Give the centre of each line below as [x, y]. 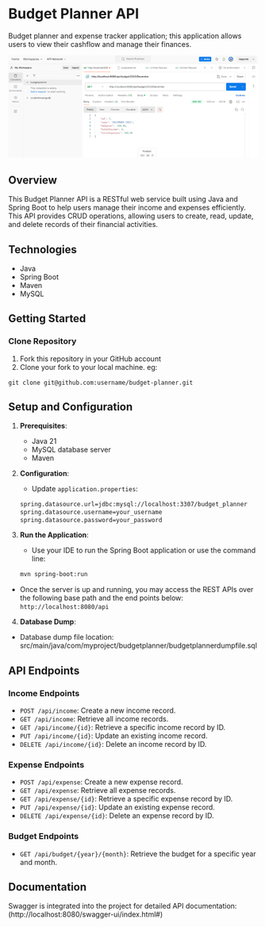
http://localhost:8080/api [64, 607]
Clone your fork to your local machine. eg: [88, 367]
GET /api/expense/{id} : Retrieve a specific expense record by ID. [126, 799]
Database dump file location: [67, 637]
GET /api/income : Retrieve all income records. [94, 719]
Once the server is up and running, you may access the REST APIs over [136, 590]
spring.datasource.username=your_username [91, 513]
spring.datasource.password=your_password [91, 521]
